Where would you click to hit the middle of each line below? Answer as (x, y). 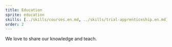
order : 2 (15, 24)
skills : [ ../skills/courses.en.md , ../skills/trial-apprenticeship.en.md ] (87, 19)
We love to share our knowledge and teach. (51, 39)
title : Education (24, 10)
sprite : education (25, 15)
